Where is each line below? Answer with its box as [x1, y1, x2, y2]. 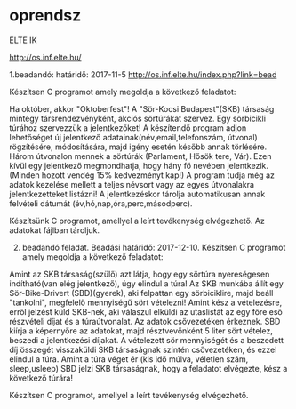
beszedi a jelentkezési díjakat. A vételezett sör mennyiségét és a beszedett [9, 334, 284, 345]
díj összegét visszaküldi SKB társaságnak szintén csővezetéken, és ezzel [9, 344, 277, 355]
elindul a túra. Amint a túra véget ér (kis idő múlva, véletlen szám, [9, 353, 249, 365]
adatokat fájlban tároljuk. [9, 224, 100, 236]
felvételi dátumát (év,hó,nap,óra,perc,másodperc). [9, 197, 193, 209]
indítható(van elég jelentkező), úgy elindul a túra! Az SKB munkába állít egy [9, 277, 284, 289]
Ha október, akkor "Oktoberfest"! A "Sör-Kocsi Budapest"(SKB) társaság [9, 103, 275, 114]
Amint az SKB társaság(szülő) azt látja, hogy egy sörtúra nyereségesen [9, 269, 270, 279]
